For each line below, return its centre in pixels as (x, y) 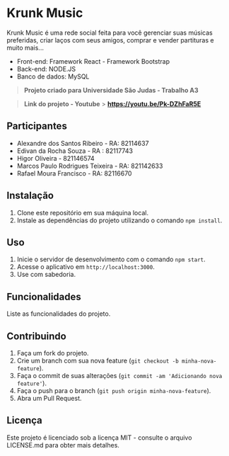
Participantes (37, 126)
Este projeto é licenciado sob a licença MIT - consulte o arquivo (99, 438)
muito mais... (25, 47)
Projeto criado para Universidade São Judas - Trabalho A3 (111, 90)
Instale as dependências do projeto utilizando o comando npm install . (119, 220)
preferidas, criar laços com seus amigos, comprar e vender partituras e (110, 40)
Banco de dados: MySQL (53, 76)
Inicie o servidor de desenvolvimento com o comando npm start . (111, 259)
